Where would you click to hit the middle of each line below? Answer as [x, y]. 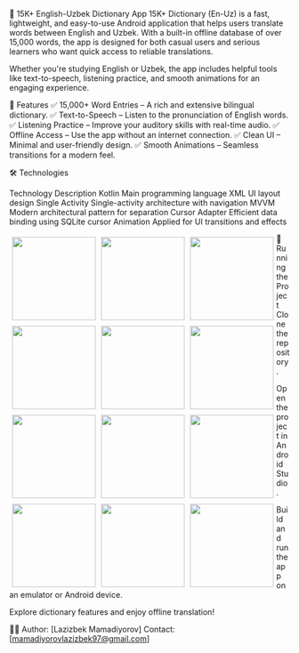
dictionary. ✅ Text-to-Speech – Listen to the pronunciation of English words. [149, 115]
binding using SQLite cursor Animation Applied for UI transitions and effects [148, 222]
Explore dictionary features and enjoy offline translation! [112, 612]
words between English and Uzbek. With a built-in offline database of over [145, 32]
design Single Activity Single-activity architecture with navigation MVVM [142, 203]
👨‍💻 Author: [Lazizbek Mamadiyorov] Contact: [92, 629]
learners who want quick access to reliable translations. [111, 52]
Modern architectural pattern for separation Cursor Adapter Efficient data [143, 212]
